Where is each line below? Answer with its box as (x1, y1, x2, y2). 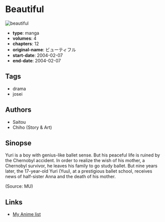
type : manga (12, 30, 39, 36)
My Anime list (12, 211, 41, 217)
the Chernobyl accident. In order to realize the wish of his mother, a (5, 158, 145, 164)
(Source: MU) (5, 183, 34, 189)
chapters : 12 (12, 40, 39, 46)
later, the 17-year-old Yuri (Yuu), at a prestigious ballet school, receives (5, 168, 152, 174)
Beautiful (5, 4, 44, 15)
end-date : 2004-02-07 (12, 57, 61, 63)
